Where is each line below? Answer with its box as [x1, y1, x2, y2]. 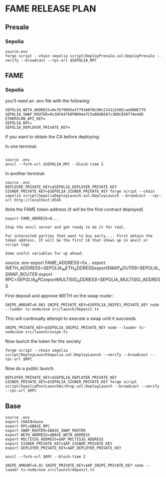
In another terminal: [5, 170, 46, 176]
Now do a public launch [5, 365, 54, 372]
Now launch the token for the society [5, 338, 81, 344]
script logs [5, 242, 30, 247]
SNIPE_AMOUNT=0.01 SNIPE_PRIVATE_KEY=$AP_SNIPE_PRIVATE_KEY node [5, 463, 144, 468]
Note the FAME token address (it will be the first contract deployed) [5, 206, 144, 212]
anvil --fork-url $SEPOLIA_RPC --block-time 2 [5, 162, 104, 167]
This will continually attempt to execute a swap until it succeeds [5, 315, 136, 322]
